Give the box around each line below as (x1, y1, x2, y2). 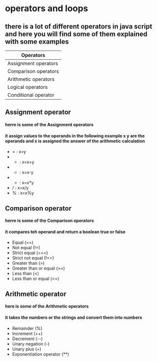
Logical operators (7, 84, 48, 90)
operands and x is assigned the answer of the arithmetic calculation (5, 138, 145, 144)
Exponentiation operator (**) (12, 351, 70, 357)
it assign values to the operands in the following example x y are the (5, 133, 145, 138)
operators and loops (5, 3, 88, 14)
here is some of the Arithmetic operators (5, 303, 89, 309)
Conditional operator (7, 92, 55, 98)
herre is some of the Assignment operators (5, 121, 94, 127)
